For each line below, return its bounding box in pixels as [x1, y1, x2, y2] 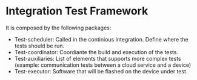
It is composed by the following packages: [5, 24, 112, 31]
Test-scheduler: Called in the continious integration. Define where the [14, 35, 189, 43]
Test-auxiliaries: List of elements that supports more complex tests [14, 55, 181, 62]
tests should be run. [14, 42, 65, 49]
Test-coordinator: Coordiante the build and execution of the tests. [14, 48, 178, 55]
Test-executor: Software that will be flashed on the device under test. [14, 67, 188, 75]
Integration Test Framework [5, 4, 149, 18]
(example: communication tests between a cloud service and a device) [14, 61, 192, 69]
